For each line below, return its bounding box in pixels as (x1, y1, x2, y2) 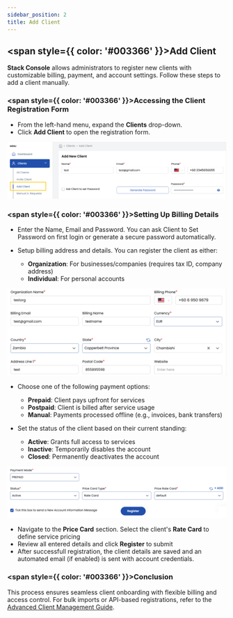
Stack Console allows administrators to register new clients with (7, 63, 192, 72)
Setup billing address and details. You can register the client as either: (17, 246, 218, 255)
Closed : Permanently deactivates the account (27, 452, 160, 461)
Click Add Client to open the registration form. (17, 127, 151, 136)
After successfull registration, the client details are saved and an (17, 547, 202, 556)
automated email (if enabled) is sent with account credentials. (17, 555, 195, 563)
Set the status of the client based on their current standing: (17, 425, 187, 433)
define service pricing (17, 532, 81, 541)
